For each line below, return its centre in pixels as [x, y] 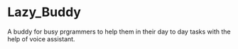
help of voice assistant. [42, 38]
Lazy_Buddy [44, 12]
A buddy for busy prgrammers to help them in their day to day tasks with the [119, 31]
